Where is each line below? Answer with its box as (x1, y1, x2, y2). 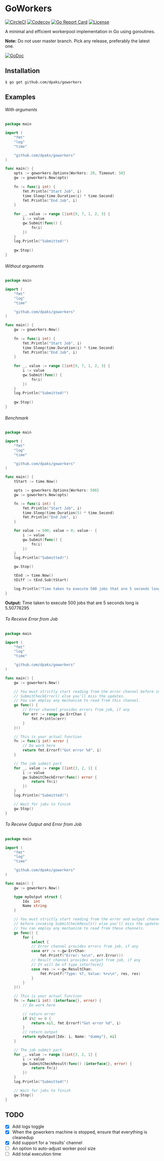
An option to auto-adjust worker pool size (12, 1145, 96, 1151)
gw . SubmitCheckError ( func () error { (22, 774, 97, 780)
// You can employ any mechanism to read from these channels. (14, 926, 145, 931)
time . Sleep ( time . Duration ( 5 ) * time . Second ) (22, 510, 115, 515)
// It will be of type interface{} (31, 962, 104, 967)
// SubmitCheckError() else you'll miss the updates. (14, 693, 125, 698)
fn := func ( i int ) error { (14, 739, 69, 744)
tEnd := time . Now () (14, 573, 54, 578)
